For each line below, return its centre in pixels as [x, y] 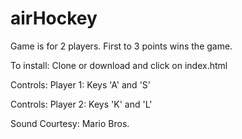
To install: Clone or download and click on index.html [119, 65]
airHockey [54, 18]
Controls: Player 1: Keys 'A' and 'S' [81, 84]
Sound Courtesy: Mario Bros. [70, 123]
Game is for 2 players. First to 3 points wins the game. [121, 46]
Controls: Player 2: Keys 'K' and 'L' [81, 104]
